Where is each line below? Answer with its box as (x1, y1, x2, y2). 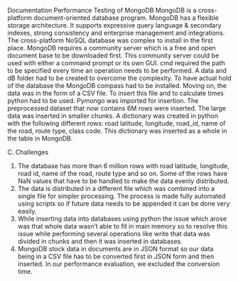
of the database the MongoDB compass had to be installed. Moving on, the (7, 82, 227, 89)
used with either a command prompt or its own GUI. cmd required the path (7, 59, 225, 67)
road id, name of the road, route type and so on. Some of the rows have (17, 170, 228, 177)
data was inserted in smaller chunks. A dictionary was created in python (7, 111, 219, 120)
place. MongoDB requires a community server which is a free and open (7, 44, 217, 52)
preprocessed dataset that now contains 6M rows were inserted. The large (7, 104, 226, 112)
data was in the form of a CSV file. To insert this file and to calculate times (7, 89, 224, 97)
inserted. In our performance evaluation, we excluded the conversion (17, 260, 220, 268)
